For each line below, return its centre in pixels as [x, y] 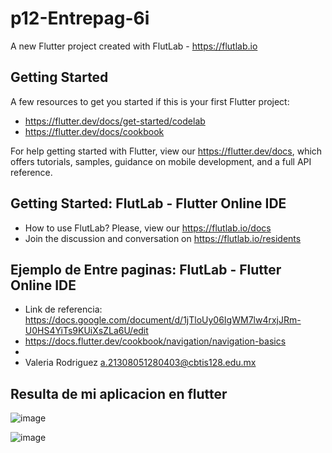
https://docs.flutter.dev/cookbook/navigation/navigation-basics [155, 341]
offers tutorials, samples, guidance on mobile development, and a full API [161, 161]
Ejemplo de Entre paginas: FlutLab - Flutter [146, 269]
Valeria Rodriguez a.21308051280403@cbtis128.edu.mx [140, 363]
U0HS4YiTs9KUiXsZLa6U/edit [86, 331]
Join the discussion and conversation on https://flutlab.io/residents [163, 238]
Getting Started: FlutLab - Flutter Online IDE [148, 203]
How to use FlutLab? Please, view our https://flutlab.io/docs [148, 228]
